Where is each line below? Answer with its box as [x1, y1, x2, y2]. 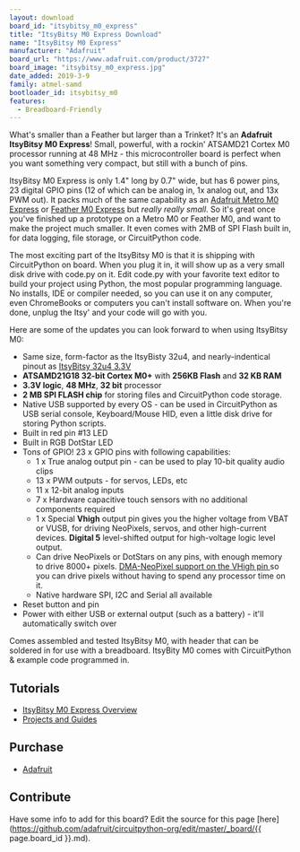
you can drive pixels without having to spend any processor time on [35, 570, 287, 581]
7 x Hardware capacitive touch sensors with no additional [35, 494, 248, 505]
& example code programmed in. [9, 655, 130, 665]
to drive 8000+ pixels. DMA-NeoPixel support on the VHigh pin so [35, 561, 279, 572]
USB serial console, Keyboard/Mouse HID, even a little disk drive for [21, 409, 273, 420]
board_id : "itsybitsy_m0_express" [9, 22, 139, 30]
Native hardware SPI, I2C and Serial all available [35, 589, 213, 601]
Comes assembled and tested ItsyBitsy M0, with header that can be [9, 636, 260, 647]
